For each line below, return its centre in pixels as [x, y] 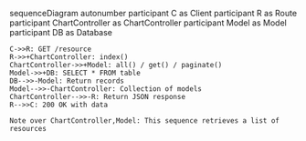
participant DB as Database [61, 32]
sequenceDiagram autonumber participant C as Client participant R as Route [153, 13]
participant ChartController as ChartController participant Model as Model [148, 23]
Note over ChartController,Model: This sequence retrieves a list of [145, 121]
